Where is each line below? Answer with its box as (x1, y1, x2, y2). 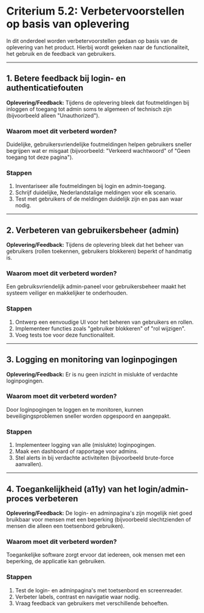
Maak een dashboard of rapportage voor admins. (15, 447, 138, 455)
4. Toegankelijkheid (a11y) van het (6, 484, 137, 494)
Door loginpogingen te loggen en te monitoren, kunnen (6, 406, 144, 413)
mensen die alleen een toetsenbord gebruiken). (6, 522, 125, 529)
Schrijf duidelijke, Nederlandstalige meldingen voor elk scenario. (15, 189, 177, 196)
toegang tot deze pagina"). (6, 153, 74, 161)
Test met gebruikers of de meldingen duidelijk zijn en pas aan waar (15, 195, 183, 203)
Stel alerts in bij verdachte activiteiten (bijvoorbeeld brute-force (15, 454, 174, 461)
